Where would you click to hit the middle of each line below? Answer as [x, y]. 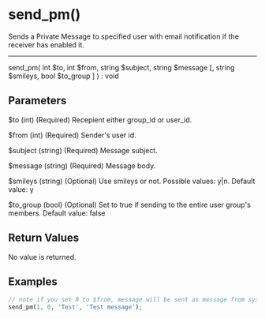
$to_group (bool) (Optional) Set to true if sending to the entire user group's [129, 205]
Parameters [37, 101]
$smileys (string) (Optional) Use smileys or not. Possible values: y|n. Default [132, 181]
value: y [21, 189]
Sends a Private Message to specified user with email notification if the [123, 36]
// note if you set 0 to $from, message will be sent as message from [127, 300]
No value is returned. [42, 257]
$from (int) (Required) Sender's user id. [72, 135]
